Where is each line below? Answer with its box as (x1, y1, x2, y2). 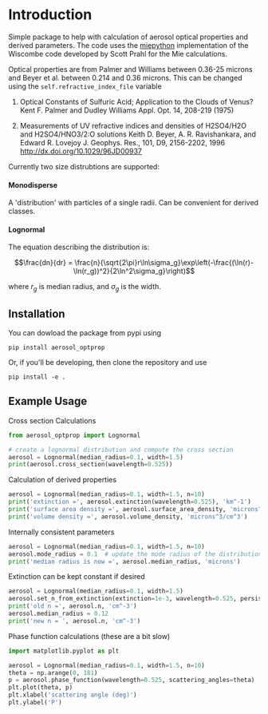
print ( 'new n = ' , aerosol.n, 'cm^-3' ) (8, 617, 141, 625)
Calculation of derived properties (8, 475, 117, 485)
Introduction (8, 6, 93, 24)
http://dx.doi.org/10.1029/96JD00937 (19, 146, 142, 156)
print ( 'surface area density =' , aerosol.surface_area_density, (8, 506, 227, 514)
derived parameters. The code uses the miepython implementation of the (8, 40, 249, 50)
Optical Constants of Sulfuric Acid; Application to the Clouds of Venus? (19, 97, 254, 106)
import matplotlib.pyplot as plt (8, 647, 120, 655)
